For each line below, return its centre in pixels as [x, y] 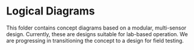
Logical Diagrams [50, 11]
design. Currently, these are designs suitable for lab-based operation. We [97, 34]
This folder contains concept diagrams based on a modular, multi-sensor [96, 28]
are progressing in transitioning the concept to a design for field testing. [95, 40]
